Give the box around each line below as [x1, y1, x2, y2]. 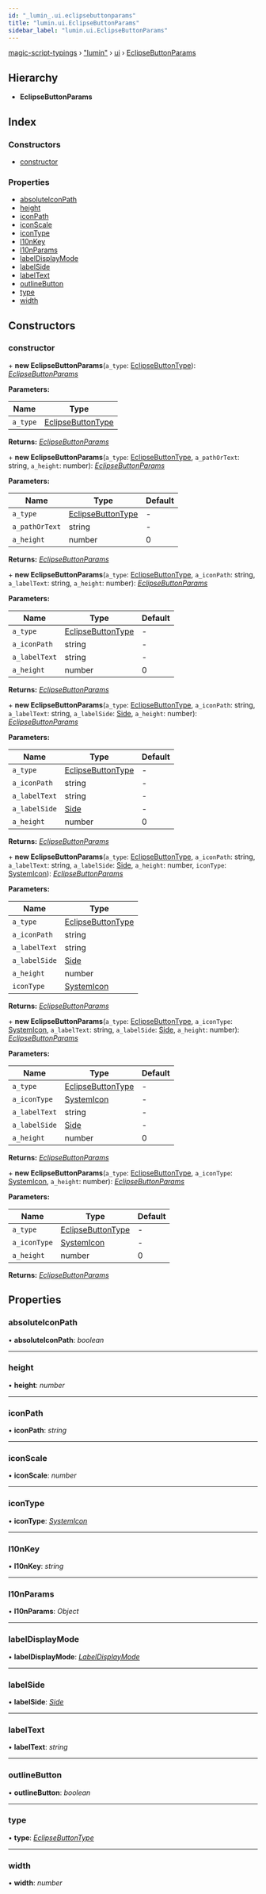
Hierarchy [8, 71, 59, 84]
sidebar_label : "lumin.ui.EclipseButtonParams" [8, 26, 169, 34]
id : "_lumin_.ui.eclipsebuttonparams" [8, 11, 136, 20]
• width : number [8, 1878, 63, 1888]
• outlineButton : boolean [8, 1788, 91, 1797]
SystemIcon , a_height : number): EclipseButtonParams [8, 1176, 184, 1186]
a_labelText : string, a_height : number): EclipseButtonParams [8, 578, 208, 588]
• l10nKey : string [8, 1562, 64, 1571]
